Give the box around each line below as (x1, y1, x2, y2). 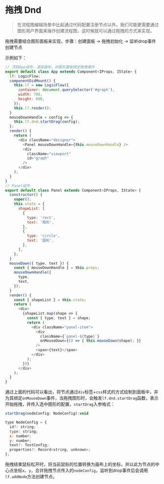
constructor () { (9, 192, 43, 197)
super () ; (14, 197, 32, 202)
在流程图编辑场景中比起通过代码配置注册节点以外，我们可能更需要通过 (17, 22, 159, 27)
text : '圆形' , (26, 238, 54, 243)
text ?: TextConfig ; (9, 443, 49, 448)
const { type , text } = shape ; (26, 316, 91, 321)
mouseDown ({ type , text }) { (9, 261, 69, 266)
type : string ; (9, 429, 38, 434)
